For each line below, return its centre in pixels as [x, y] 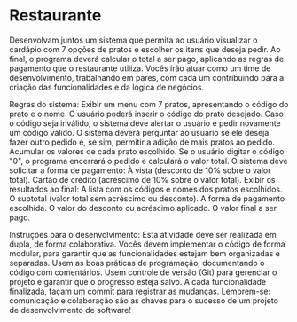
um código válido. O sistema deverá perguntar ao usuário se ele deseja [139, 132]
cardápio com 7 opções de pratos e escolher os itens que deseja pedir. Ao [145, 49]
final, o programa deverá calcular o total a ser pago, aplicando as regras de [147, 59]
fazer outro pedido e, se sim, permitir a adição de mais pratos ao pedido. [142, 142]
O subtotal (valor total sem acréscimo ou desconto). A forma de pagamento [147, 198]
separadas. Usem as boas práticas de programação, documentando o [137, 263]
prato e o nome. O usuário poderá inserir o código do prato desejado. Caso [146, 114]
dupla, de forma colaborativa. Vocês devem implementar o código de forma [147, 244]
